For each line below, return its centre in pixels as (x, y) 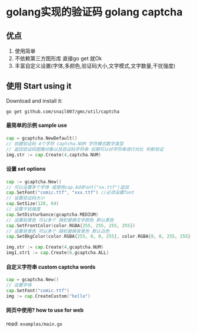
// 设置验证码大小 (26, 198)
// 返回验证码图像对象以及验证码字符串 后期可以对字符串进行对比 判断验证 (85, 149)
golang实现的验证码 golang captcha (94, 12)
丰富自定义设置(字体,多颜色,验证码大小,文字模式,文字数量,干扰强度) (95, 66)
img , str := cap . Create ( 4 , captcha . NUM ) (54, 155)
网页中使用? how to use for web (45, 310)
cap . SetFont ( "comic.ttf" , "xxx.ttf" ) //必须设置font (70, 192)
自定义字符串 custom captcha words (51, 267)
